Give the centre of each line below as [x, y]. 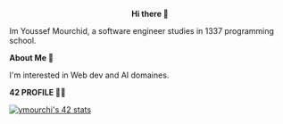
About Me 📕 [31, 58]
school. [23, 41]
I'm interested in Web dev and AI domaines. [89, 75]
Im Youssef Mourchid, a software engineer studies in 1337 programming [142, 31]
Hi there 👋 [150, 14]
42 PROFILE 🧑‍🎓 [37, 92]
